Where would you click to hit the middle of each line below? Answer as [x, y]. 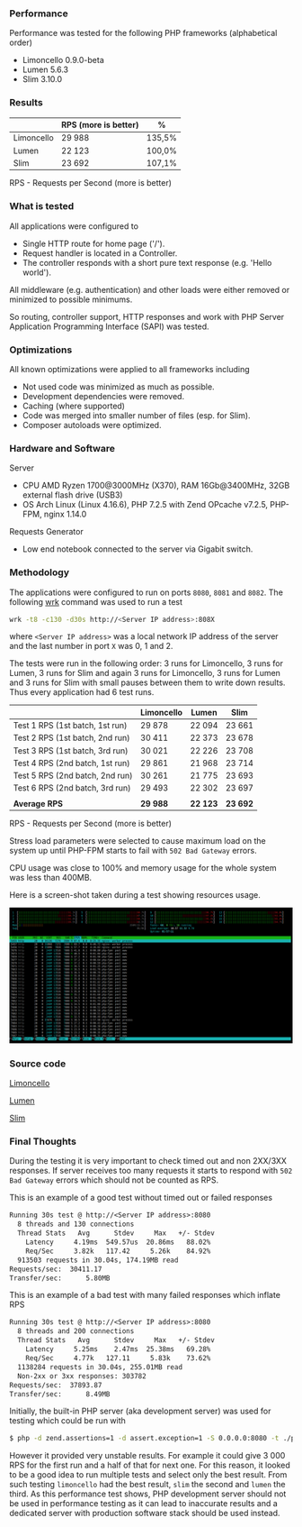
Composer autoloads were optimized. [92, 425]
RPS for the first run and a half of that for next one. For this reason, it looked [150, 1465]
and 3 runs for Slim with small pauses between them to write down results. [147, 682]
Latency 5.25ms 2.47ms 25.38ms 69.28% [118, 1349]
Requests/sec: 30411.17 [56, 1269]
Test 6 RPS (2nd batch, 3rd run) [72, 788]
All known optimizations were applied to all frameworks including [129, 369]
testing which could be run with [67, 1421]
